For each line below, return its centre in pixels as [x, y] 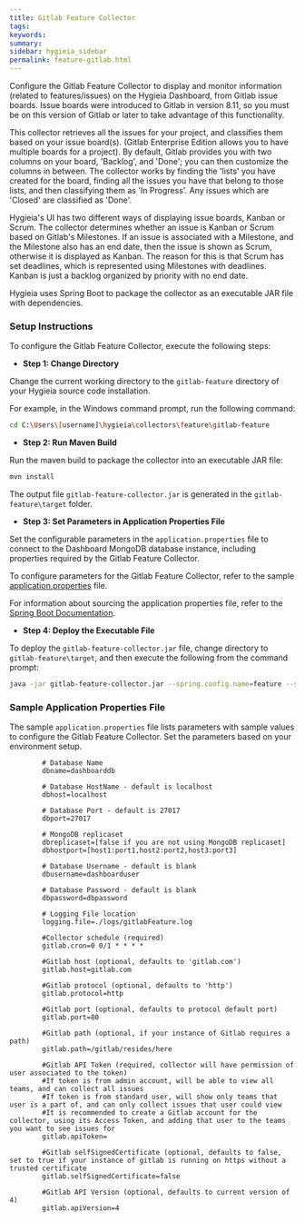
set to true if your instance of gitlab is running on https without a [148, 1161]
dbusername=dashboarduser [91, 874]
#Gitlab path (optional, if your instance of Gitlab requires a [166, 1033]
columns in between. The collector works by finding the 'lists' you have [143, 171]
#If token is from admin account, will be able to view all [158, 1081]
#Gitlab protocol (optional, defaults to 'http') [138, 986]
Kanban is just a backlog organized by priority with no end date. [129, 275]
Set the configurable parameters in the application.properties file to [139, 539]
